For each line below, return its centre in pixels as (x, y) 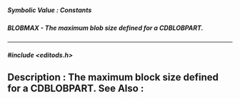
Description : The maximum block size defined (113, 77)
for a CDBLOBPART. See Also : (76, 89)
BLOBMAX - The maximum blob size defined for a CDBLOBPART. (105, 28)
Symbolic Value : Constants (50, 10)
